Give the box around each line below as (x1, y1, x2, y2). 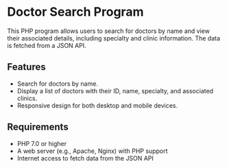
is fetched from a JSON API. (7, 41, 87, 49)
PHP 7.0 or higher (16, 139, 67, 147)
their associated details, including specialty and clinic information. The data (7, 34, 221, 42)
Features (7, 61, 46, 73)
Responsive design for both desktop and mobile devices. (16, 101, 178, 110)
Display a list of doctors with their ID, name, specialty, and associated (16, 86, 214, 95)
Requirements (7, 121, 69, 133)
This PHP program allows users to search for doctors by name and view (7, 27, 211, 35)
